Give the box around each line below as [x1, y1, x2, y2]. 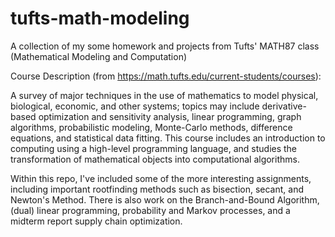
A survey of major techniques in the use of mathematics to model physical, [10, 89, 319, 101]
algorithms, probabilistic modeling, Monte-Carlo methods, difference [10, 121, 293, 133]
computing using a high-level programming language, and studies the [10, 142, 298, 154]
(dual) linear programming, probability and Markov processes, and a [10, 204, 291, 216]
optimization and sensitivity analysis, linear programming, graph [38, 110, 302, 122]
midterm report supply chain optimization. [10, 215, 183, 227]
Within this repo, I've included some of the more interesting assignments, [10, 172, 312, 184]
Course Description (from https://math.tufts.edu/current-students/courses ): [10, 70, 322, 82]
